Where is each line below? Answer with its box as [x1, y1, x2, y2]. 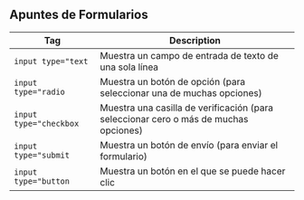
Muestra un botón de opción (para [100, 75, 246, 88]
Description [168, 33, 222, 46]
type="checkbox [14, 118, 80, 129]
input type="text [14, 56, 89, 66]
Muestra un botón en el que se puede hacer [100, 165, 286, 177]
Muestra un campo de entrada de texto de [100, 49, 279, 62]
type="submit [14, 149, 71, 160]
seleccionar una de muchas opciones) [100, 86, 262, 99]
